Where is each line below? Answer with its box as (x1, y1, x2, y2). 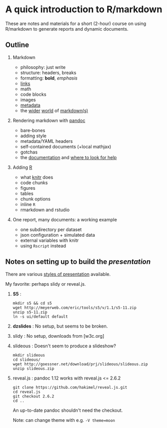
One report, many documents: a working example (12, 216, 117, 222)
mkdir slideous (12, 353, 45, 358)
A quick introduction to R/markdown (5, 4, 162, 15)
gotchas (20, 149, 38, 155)
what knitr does (20, 174, 54, 180)
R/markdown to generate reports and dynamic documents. (5, 26, 129, 32)
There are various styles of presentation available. (5, 271, 111, 277)
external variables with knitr (20, 237, 79, 243)
